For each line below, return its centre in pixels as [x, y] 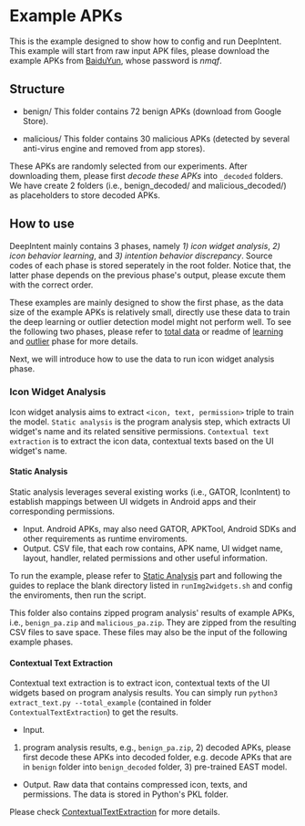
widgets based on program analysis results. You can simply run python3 [143, 693]
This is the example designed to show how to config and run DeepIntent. [146, 41]
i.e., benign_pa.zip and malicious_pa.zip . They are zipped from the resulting [153, 622]
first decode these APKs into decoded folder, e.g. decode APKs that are [157, 758]
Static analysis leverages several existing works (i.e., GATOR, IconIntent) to [150, 492]
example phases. [41, 642]
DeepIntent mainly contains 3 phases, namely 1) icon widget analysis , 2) [145, 246]
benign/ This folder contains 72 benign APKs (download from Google [152, 111]
